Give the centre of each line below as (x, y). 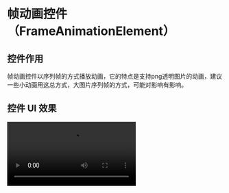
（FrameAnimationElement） (91, 31)
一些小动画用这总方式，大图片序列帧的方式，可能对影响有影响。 (97, 85)
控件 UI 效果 (32, 108)
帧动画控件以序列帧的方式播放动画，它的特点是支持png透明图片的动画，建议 (115, 76)
